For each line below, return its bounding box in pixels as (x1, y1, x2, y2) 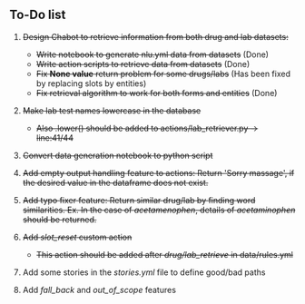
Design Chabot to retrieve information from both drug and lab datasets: (22, 31, 289, 42)
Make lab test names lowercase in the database (22, 104, 202, 116)
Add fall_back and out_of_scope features (22, 284, 177, 295)
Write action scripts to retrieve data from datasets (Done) (35, 58, 251, 69)
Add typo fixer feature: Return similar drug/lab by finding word (22, 194, 256, 205)
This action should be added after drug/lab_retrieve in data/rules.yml (35, 249, 293, 260)
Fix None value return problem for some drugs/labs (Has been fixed (35, 68, 291, 79)
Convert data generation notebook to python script (22, 150, 213, 161)
